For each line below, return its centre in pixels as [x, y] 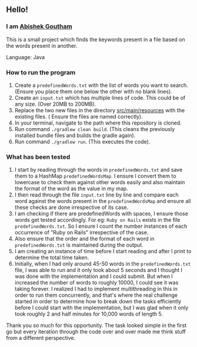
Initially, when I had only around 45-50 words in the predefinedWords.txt [103, 264]
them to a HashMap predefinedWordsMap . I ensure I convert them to [95, 176]
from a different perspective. [41, 338]
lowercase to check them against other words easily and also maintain [100, 182]
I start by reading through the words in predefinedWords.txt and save [98, 170]
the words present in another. [42, 45]
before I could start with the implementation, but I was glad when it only [101, 308]
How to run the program [41, 72]
